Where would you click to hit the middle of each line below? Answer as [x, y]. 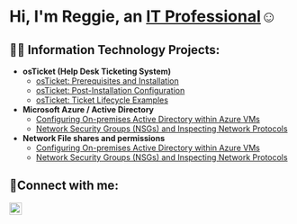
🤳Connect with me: [64, 186]
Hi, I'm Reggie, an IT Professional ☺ [143, 17]
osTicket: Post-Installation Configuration [110, 90]
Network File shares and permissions [94, 138]
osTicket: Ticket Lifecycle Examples [102, 100]
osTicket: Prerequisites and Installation [108, 81]
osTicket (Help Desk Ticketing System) [97, 71]
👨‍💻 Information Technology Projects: [115, 50]
